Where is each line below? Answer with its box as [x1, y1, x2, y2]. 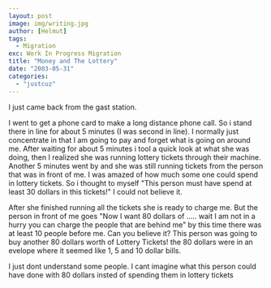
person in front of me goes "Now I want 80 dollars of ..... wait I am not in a [8, 211, 256, 221]
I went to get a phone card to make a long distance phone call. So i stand [8, 118, 252, 127]
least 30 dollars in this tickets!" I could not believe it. [8, 187, 183, 196]
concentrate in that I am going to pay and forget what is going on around [8, 135, 252, 144]
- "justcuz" [15, 80, 57, 88]
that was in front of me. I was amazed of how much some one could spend [8, 170, 258, 179]
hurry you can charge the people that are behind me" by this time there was [8, 220, 262, 230]
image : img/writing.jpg [8, 19, 89, 28]
